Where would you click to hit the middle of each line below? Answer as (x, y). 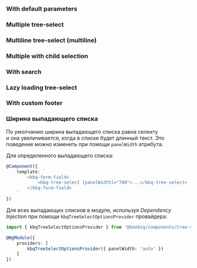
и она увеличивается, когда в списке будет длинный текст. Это (85, 138)
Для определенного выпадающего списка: (60, 155)
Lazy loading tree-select (42, 87)
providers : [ (33, 243)
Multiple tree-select (35, 24)
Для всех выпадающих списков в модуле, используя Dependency (89, 210)
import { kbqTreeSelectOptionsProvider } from (64, 227)
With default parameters (42, 9)
